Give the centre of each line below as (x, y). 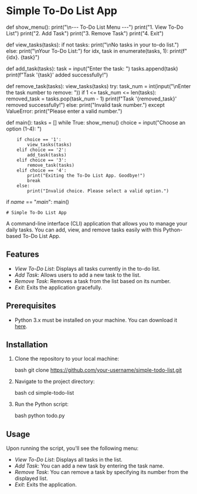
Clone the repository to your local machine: (67, 359)
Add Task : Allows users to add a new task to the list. (78, 275)
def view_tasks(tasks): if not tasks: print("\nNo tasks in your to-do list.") (93, 45)
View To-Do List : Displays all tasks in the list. (69, 460)
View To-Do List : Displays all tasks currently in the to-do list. (87, 268)
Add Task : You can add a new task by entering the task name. (89, 466)
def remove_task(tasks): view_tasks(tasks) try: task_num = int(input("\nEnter (98, 86)
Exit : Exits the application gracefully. (58, 287)
